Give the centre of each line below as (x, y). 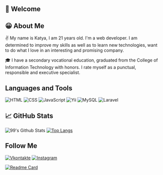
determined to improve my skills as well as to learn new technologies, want (81, 45)
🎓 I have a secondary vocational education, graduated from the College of (81, 60)
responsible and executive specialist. (43, 72)
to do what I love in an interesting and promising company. (65, 50)
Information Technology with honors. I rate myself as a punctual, (71, 68)
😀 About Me (25, 26)
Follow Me (21, 146)
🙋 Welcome (23, 9)
